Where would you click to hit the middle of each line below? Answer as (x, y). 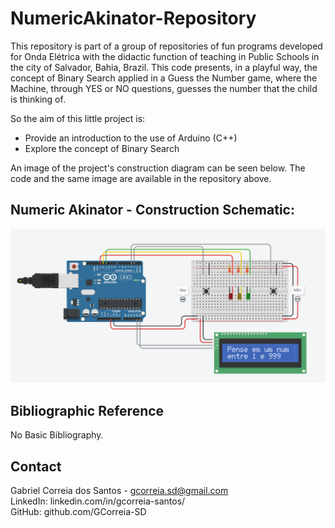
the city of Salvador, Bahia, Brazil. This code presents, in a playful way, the (164, 67)
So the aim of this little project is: (78, 118)
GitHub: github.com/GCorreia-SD (78, 511)
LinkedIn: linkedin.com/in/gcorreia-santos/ (98, 501)
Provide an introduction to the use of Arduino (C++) (131, 138)
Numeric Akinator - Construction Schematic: (152, 210)
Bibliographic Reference (87, 410)
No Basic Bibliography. (57, 435)
